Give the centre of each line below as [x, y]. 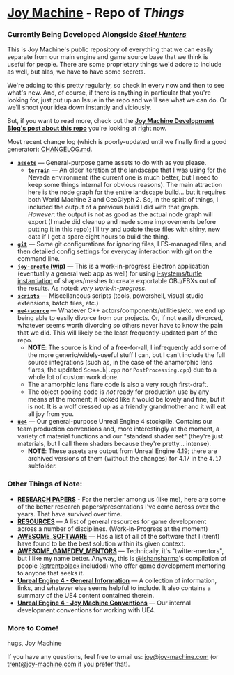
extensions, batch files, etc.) [58, 303]
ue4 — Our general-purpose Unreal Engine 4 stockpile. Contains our [115, 422]
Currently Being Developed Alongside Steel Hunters [97, 35]
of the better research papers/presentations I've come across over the [118, 507]
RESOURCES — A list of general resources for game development [112, 521]
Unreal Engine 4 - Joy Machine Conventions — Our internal [104, 603]
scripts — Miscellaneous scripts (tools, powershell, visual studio [110, 296]
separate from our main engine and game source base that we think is [108, 57]
